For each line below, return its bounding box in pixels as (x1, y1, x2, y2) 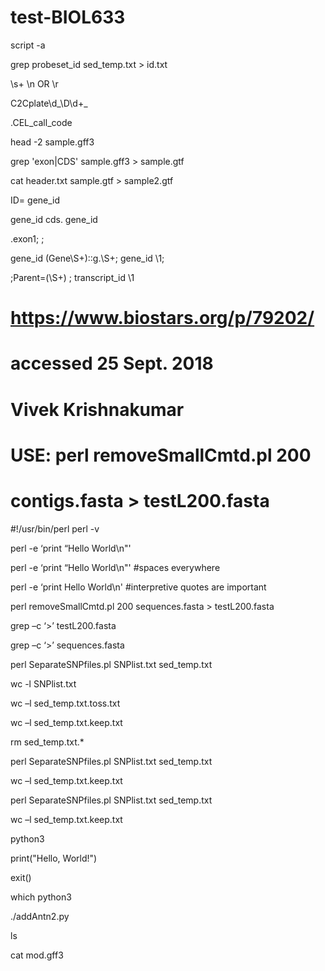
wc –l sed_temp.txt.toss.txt (10, 697, 121, 709)
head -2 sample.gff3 (10, 136, 95, 148)
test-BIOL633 (10, 6, 126, 29)
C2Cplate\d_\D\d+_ (10, 97, 88, 109)
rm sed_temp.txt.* (10, 736, 85, 748)
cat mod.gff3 (10, 949, 64, 961)
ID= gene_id (10, 194, 61, 206)
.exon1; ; (10, 232, 45, 245)
